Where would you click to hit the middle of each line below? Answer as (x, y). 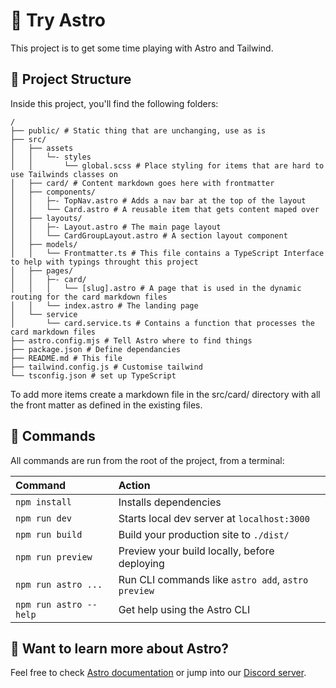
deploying (141, 563)
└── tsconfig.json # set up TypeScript (93, 375)
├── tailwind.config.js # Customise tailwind (106, 367)
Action (134, 485)
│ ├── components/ (53, 192)
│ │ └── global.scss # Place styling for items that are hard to (167, 165)
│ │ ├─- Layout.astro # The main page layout (116, 227)
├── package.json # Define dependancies (96, 349)
